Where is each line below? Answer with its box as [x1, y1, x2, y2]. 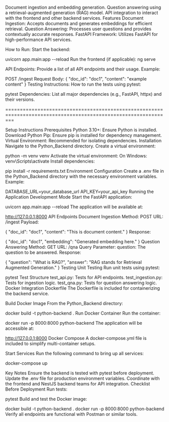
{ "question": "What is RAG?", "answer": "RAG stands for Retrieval [5, 259, 142, 265]
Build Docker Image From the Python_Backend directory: [5, 300, 124, 306]
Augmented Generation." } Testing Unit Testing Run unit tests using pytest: [5, 264, 160, 271]
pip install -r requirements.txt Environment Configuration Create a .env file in [5, 168, 164, 174]
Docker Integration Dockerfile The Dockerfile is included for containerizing [5, 285, 160, 291]
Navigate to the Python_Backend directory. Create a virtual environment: [5, 143, 156, 149]
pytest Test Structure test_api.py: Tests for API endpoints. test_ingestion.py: [5, 275, 163, 280]
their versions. [5, 96, 35, 102]
